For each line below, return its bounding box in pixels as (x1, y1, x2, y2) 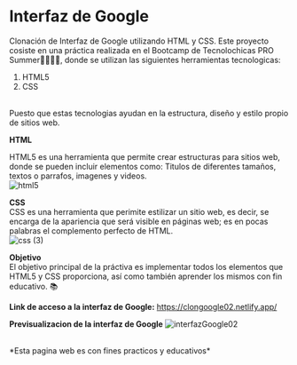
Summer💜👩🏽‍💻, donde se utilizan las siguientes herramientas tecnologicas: (9, 54, 281, 65)
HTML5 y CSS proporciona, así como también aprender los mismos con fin (9, 271, 283, 282)
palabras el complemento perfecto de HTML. (9, 225, 174, 236)
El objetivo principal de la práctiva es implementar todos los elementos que (9, 261, 284, 272)
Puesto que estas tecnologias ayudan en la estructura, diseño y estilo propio (9, 107, 289, 118)
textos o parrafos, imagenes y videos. (9, 171, 148, 181)
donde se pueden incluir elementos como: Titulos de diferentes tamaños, (9, 161, 277, 171)
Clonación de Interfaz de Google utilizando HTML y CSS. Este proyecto (9, 36, 269, 46)
